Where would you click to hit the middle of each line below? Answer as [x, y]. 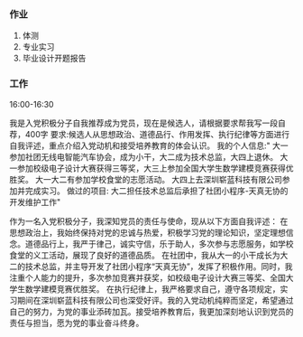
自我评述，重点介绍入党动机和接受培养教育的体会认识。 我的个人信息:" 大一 [149, 145]
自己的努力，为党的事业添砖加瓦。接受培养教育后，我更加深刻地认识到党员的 [151, 311]
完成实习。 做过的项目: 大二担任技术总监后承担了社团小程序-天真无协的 [156, 191]
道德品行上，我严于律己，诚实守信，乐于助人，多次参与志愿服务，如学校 [159, 243]
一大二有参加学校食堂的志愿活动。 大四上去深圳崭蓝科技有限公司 [162, 179]
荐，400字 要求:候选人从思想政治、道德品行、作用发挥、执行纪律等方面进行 [150, 134]
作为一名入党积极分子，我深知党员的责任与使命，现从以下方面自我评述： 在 [149, 221]
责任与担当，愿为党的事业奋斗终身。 [77, 323]
